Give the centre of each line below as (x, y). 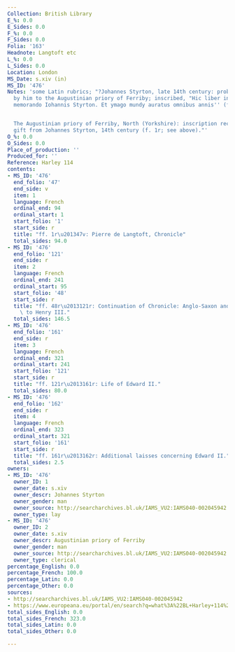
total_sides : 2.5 (39, 462)
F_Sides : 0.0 (26, 40)
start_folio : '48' (41, 293)
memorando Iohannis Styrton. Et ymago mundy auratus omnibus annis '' (117, 105)
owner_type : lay (37, 514)
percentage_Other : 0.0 (40, 586)
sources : (20, 592)
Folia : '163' (26, 46)
